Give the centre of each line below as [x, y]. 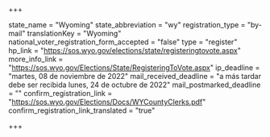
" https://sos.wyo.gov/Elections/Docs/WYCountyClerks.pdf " [107, 102]
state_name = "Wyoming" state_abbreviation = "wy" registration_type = [127, 25]
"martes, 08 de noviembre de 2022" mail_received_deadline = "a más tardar [135, 76]
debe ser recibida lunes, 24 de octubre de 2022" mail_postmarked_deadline [135, 85]
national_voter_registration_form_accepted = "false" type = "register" [123, 42]
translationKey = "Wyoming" [74, 33]
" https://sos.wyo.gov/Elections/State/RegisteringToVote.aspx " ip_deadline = [134, 68]
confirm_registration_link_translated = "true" [82, 110]
